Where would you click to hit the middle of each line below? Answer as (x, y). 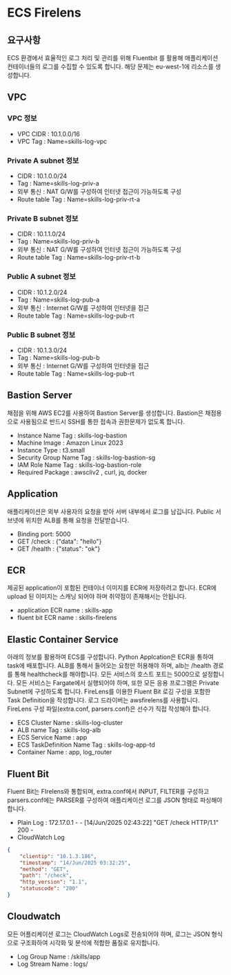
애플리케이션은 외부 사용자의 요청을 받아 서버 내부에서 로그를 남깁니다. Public (111, 511)
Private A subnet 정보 (43, 161)
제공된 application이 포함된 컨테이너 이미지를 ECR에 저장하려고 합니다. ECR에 (112, 588)
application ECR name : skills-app (65, 610)
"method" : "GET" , (44, 869)
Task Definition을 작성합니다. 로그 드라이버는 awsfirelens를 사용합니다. (103, 700)
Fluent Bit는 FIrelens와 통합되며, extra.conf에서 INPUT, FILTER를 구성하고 (108, 791)
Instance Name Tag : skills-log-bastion (72, 435)
